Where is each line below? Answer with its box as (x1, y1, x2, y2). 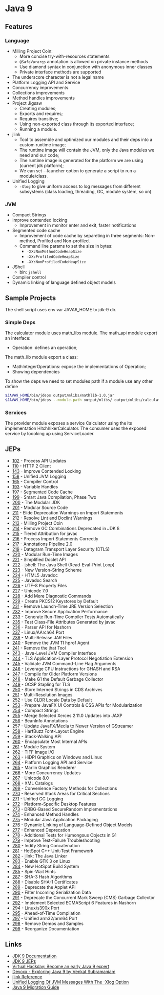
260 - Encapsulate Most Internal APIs (12, 739, 88, 744)
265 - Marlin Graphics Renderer (12, 764, 77, 771)
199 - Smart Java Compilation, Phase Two (12, 494, 97, 500)
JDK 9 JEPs (12, 958, 36, 964)
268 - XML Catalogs (12, 780, 53, 786)
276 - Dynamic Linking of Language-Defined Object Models (12, 822, 133, 828)
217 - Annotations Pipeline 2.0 (12, 541, 73, 547)
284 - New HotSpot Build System (12, 863, 79, 869)
